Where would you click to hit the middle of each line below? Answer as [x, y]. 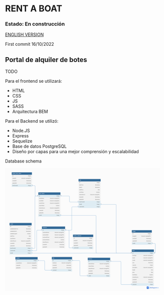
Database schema [23, 161]
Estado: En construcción [35, 24]
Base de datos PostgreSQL [40, 146]
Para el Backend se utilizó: [32, 121]
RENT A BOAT [34, 9]
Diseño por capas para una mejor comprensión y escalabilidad [75, 152]
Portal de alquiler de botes [46, 60]
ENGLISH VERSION [25, 34]
